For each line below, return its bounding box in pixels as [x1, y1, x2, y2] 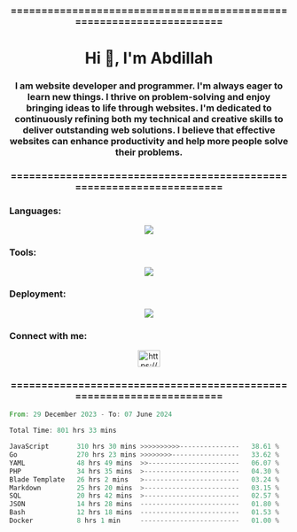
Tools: [9, 246, 37, 258]
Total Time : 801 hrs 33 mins [9, 426, 117, 436]
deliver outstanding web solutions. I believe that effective [22, 124, 276, 136]
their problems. [114, 146, 184, 158]
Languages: [9, 204, 62, 217]
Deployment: [9, 288, 66, 300]
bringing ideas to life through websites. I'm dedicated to [26, 102, 272, 114]
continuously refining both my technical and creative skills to [14, 113, 284, 126]
